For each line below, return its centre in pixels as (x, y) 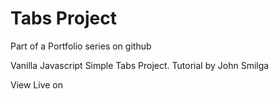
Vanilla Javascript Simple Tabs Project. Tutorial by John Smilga (140, 65)
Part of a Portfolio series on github (81, 46)
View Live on (37, 84)
